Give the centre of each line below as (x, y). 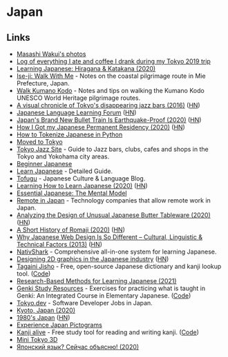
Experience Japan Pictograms (59, 325)
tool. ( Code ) (34, 274)
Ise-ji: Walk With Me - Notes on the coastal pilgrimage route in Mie (111, 76)
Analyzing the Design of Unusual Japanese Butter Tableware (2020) (114, 215)
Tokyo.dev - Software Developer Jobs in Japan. (84, 303)
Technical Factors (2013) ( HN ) (59, 244)
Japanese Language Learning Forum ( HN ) (76, 112)
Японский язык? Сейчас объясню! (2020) (78, 347)
